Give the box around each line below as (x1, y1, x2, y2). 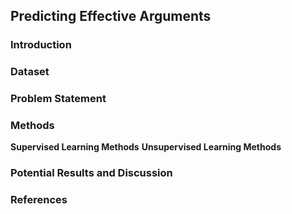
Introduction (10, 38, 72, 52)
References (10, 193, 68, 207)
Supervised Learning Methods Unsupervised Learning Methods (10, 141, 282, 153)
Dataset (10, 65, 50, 79)
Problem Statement (10, 92, 107, 106)
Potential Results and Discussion (10, 166, 173, 180)
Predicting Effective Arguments (10, 8, 212, 25)
